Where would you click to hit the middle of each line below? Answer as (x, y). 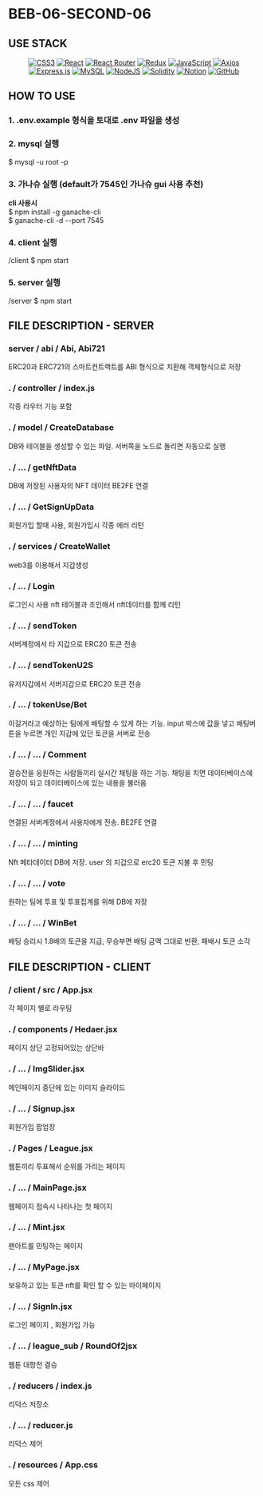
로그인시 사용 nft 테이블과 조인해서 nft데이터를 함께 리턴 (95, 604)
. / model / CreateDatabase (61, 428)
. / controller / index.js (52, 388)
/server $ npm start (40, 300)
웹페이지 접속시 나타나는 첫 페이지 (61, 1206)
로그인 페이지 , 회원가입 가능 (52, 1325)
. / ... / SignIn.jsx (41, 1307)
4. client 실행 (33, 242)
